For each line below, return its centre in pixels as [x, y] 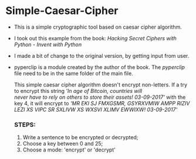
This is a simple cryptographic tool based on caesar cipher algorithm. [98, 27]
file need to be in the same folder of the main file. [73, 73]
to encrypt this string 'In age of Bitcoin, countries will [78, 91]
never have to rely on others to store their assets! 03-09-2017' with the [100, 97]
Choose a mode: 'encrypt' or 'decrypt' [69, 150]
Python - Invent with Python [48, 44]
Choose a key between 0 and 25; [63, 144]
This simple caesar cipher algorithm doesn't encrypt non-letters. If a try [100, 84]
